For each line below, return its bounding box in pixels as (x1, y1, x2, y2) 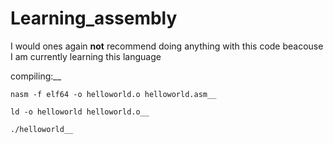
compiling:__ (10, 70, 62, 82)
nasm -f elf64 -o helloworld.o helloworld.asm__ (10, 89, 217, 99)
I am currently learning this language (10, 50, 162, 62)
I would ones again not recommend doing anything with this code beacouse (10, 40, 324, 52)
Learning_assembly (10, 7, 178, 30)
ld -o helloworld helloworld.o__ (10, 107, 150, 117)
